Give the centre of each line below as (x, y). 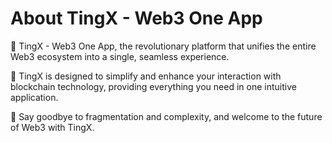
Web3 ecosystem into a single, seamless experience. (120, 56)
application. (34, 97)
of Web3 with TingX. (52, 127)
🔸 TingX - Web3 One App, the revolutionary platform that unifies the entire (163, 46)
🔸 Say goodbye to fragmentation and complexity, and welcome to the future (166, 116)
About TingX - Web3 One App (136, 18)
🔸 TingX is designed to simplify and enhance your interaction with (146, 76)
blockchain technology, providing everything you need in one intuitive (153, 86)
